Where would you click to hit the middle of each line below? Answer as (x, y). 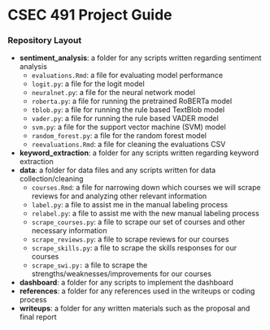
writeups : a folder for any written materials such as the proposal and (135, 308)
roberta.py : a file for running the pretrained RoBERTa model (132, 101)
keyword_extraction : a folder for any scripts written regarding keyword (139, 153)
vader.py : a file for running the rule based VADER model (125, 119)
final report (38, 317)
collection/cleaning (51, 179)
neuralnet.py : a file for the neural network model (113, 93)
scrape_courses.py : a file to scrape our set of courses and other (138, 222)
